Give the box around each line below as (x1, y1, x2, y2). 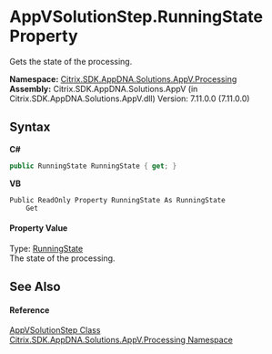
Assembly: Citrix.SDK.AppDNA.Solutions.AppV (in (9, 83, 198, 94)
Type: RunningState (9, 243, 84, 254)
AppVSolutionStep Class (9, 325, 101, 336)
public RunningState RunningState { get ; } (9, 161, 177, 171)
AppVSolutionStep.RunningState (9, 6, 264, 27)
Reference (9, 304, 50, 316)
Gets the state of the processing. (9, 56, 133, 67)
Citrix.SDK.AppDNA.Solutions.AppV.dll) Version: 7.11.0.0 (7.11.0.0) (9, 93, 250, 104)
